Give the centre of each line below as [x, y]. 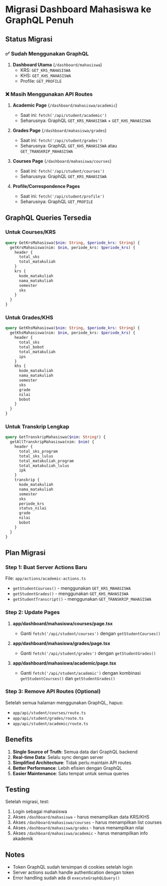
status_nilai [33, 508]
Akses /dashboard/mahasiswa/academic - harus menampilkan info [80, 833]
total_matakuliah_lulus [44, 465]
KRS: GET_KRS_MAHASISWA [45, 70]
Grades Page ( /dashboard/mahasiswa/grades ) [60, 131]
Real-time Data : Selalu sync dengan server [58, 757]
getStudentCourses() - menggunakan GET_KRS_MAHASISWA [72, 588]
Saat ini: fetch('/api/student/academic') [63, 115]
